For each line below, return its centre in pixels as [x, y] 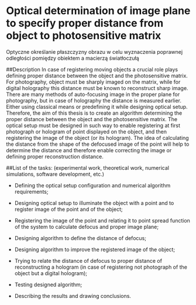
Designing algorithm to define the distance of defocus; [80, 238]
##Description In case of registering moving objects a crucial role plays [92, 69]
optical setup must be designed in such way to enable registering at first [93, 125]
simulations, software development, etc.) [55, 174]
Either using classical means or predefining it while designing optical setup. [97, 107]
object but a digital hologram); [51, 273]
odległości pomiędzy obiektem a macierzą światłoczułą [73, 58]
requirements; [31, 191]
